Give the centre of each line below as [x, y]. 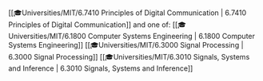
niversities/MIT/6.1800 [47, 36]
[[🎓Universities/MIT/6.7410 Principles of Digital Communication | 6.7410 [128, 13]
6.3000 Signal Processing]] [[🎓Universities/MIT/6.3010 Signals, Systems [129, 57]
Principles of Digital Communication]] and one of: [90, 25]
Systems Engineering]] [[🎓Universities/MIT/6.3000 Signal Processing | [126, 45]
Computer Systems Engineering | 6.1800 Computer [171, 36]
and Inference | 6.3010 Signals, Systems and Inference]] [101, 68]
